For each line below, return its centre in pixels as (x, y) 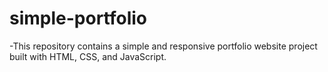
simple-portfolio (78, 18)
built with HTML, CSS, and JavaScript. (88, 56)
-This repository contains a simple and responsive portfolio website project (163, 46)
